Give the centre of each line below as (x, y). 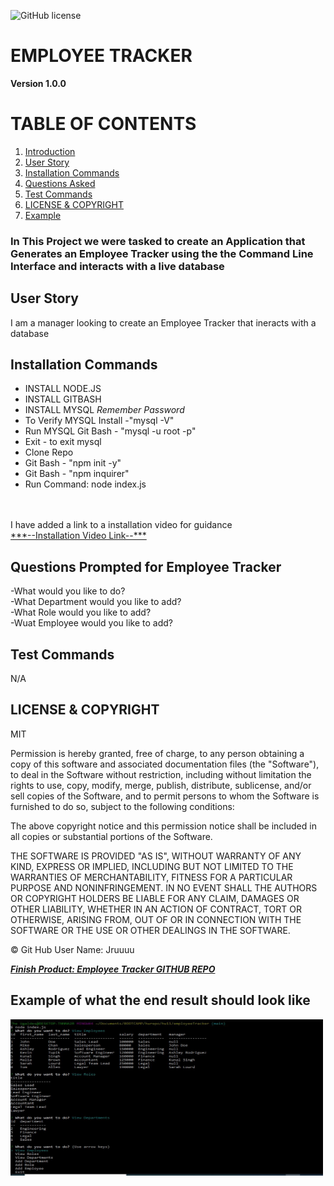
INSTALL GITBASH (63, 399)
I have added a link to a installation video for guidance (121, 525)
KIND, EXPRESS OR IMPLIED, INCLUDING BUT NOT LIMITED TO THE (152, 866)
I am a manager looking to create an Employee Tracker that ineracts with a (163, 322)
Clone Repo (49, 452)
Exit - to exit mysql (63, 442)
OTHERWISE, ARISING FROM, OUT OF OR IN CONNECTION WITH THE (156, 919)
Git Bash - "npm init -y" (73, 463)
